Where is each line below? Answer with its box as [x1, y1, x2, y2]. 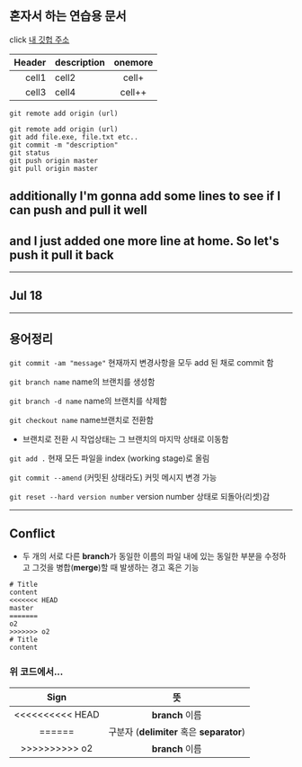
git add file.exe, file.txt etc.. [9, 132, 139, 141]
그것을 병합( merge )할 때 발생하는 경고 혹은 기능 [31, 562, 200, 573]
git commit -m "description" [9, 140, 119, 149]
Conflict [9, 526, 56, 542]
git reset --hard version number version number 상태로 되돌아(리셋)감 [9, 491, 271, 501]
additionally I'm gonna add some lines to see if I [9, 188, 281, 204]
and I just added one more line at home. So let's [9, 233, 280, 248]
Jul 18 [9, 288, 43, 303]
